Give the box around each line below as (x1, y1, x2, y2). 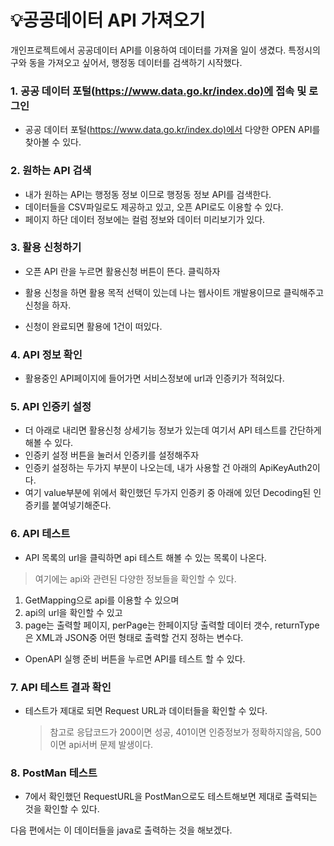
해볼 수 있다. (24, 437, 74, 449)
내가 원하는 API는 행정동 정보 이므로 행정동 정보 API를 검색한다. (24, 188, 272, 200)
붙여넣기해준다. (51, 499, 112, 511)
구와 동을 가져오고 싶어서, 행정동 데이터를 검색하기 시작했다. (10, 56, 243, 68)
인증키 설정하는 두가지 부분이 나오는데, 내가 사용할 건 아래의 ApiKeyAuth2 (24, 462, 313, 474)
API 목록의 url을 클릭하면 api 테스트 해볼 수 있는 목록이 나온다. (24, 551, 267, 563)
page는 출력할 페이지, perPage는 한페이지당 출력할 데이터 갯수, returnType (24, 619, 320, 631)
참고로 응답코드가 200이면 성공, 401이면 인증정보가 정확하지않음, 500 (49, 726, 322, 738)
